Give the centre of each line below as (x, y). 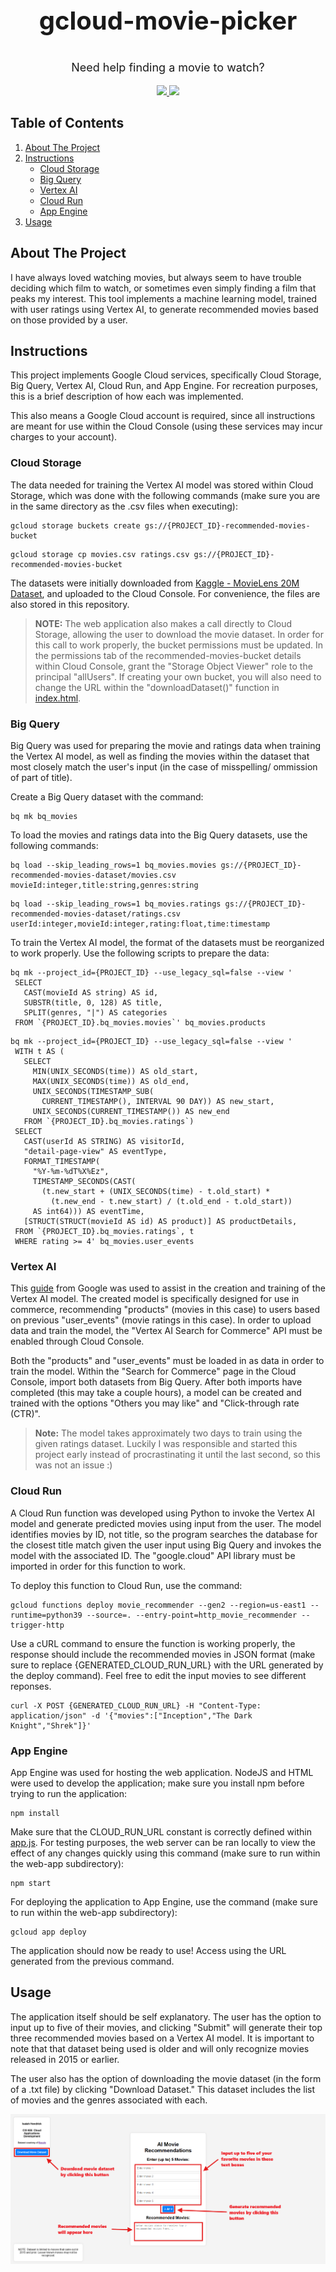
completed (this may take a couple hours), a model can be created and (156, 1393)
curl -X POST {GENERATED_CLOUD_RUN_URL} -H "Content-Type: (136, 1705)
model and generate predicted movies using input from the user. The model (166, 1523)
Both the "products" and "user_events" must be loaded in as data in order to (167, 1361)
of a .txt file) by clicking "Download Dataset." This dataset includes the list (163, 2089)
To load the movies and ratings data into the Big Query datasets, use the (159, 835)
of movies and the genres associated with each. (109, 2100)
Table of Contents (67, 123)
